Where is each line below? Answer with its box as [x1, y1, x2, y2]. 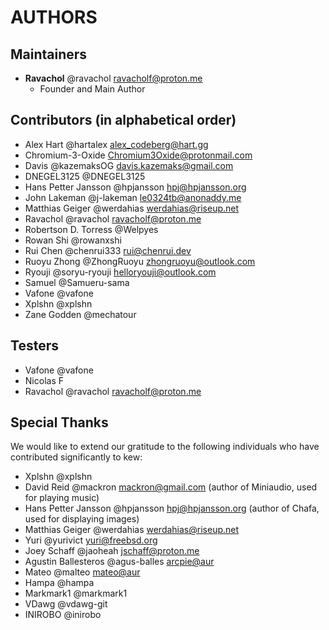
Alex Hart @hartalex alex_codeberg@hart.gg [24, 138, 209, 150]
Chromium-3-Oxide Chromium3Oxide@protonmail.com [24, 149, 253, 161]
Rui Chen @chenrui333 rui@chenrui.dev [24, 244, 192, 256]
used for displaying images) [24, 513, 140, 525]
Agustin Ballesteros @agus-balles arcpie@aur [24, 556, 215, 568]
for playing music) [24, 492, 100, 504]
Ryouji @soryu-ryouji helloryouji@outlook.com [24, 266, 217, 278]
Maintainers [10, 46, 88, 63]
